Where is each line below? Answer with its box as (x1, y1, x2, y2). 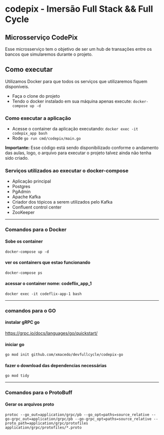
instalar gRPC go (5, 319, 40, 325)
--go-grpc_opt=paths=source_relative (75, 416, 152, 421)
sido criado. (5, 155, 29, 161)
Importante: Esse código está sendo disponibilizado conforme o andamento (5, 145, 159, 151)
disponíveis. (5, 83, 29, 89)
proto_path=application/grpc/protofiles (5, 421, 89, 426)
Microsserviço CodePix (5, 33, 78, 41)
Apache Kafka (12, 194, 41, 200)
